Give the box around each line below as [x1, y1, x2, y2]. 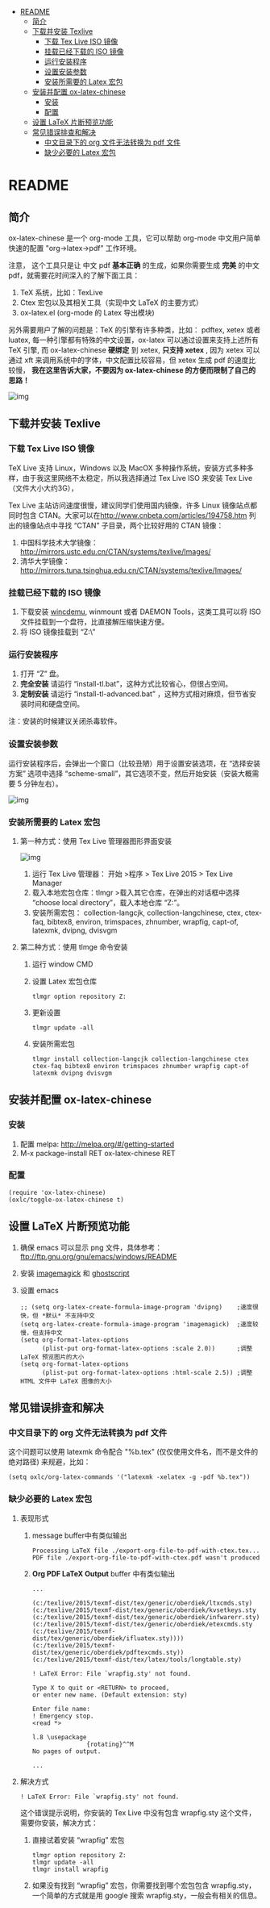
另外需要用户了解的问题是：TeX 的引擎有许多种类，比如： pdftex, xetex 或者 [8, 325, 261, 334]
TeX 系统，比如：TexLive [19, 288, 103, 297]
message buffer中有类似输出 [31, 1530, 127, 1540]
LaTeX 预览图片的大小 [19, 1353, 85, 1361]
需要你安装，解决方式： [19, 1818, 98, 1827]
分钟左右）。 [23, 779, 63, 788]
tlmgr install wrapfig [31, 1865, 109, 1873]
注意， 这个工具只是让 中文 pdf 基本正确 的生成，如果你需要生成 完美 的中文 [8, 261, 260, 269]
